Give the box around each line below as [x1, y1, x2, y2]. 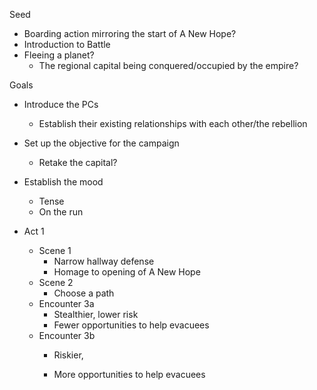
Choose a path [53, 287, 115, 299]
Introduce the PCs [23, 99, 99, 110]
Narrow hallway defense [53, 255, 155, 267]
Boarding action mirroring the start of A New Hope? [23, 28, 237, 39]
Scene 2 [38, 277, 74, 288]
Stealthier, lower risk [53, 309, 139, 320]
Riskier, [53, 349, 84, 361]
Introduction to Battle [23, 39, 111, 50]
